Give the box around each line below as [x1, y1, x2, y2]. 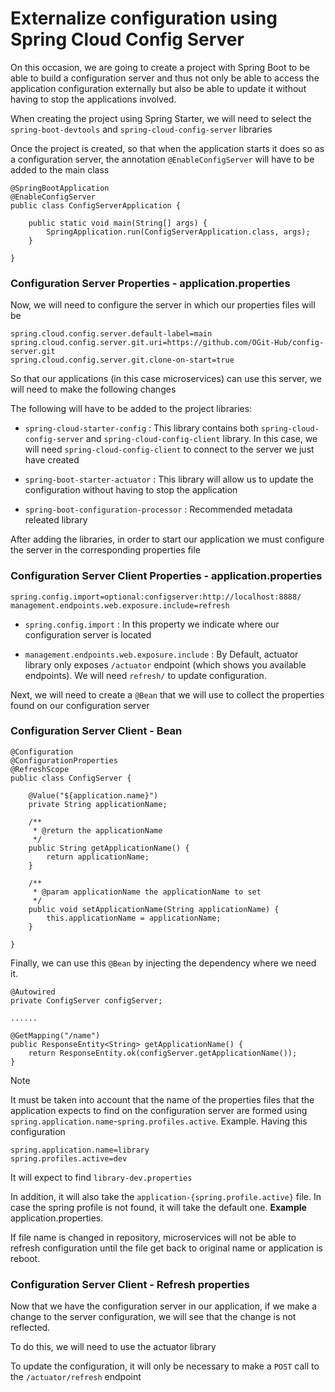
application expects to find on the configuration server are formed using [10, 1104, 308, 1116]
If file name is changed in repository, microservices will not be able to [10, 1231, 297, 1243]
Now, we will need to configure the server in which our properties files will [10, 299, 316, 311]
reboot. [10, 1252, 41, 1264]
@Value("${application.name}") [28, 790, 159, 801]
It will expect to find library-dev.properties [10, 1171, 193, 1183]
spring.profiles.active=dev [10, 1153, 128, 1164]
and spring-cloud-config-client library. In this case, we [85, 433, 318, 445]
